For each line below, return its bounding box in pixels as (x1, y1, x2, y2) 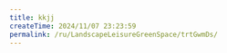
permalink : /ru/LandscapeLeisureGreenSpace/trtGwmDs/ (9, 30, 219, 39)
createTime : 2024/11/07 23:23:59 (9, 22, 137, 31)
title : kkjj (9, 13, 55, 22)
